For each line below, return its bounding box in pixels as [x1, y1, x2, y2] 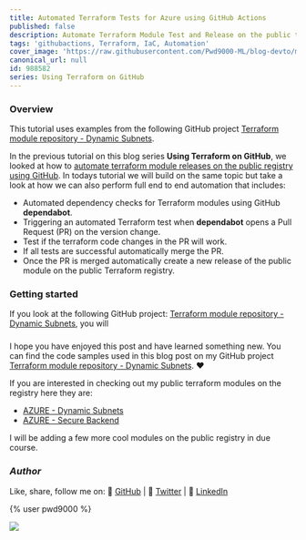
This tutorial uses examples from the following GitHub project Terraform [9, 124, 280, 135]
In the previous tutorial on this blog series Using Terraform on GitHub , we [9, 151, 287, 162]
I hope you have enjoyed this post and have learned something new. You [9, 341, 281, 352]
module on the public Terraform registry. [22, 265, 176, 276]
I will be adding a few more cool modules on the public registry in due [9, 433, 271, 443]
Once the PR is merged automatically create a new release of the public [22, 256, 291, 267]
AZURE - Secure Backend [22, 415, 120, 426]
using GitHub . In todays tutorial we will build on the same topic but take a [9, 170, 283, 181]
